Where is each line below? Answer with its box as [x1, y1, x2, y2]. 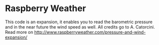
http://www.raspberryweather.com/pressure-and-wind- [34, 29, 146, 35]
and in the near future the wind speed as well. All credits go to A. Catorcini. [5, 24, 155, 30]
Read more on [5, 29, 33, 35]
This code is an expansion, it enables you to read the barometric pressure [5, 19, 153, 25]
